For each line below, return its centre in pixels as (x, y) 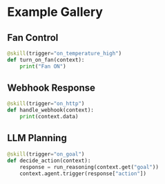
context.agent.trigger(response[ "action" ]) (83, 174)
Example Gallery (55, 12)
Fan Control (33, 38)
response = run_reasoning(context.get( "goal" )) (89, 167)
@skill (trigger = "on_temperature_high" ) (65, 53)
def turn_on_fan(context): (46, 59)
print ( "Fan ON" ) (43, 66)
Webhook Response (51, 88)
